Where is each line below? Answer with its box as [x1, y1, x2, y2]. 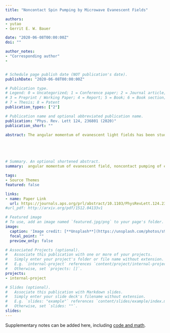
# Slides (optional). [5, 284, 51, 290]
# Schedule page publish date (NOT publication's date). [5, 72, 128, 77]
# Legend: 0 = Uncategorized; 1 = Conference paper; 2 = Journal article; [5, 91, 166, 96]
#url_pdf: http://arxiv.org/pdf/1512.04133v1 [5, 205, 103, 211]
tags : [5, 173, 17, 178]
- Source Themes [5, 178, 39, 183]
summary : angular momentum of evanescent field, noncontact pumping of [5, 164, 162, 169]
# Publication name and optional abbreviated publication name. [5, 113, 144, 119]
